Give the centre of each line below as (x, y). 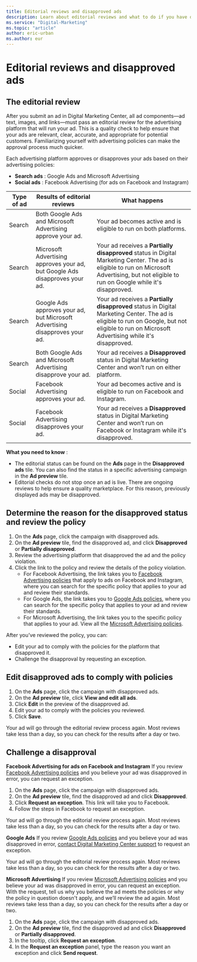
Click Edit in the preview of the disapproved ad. (72, 704)
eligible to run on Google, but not (142, 321)
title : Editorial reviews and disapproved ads (64, 11)
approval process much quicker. (45, 147)
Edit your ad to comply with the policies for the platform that (87, 646)
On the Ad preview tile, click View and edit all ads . (76, 697)
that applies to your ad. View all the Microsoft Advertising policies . (103, 624)
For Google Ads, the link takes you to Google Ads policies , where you (107, 598)
